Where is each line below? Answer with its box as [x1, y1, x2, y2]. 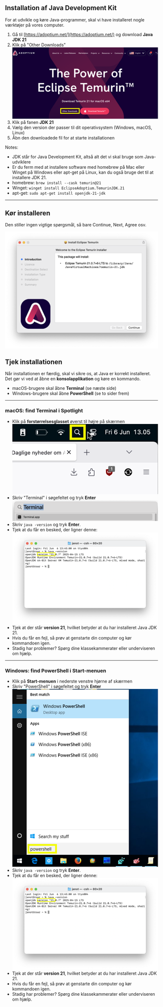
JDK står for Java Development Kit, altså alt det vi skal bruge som [12, 154, 144, 160]
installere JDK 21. [12, 175, 47, 181]
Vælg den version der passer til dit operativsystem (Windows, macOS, [12, 124, 152, 131]
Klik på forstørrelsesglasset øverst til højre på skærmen [12, 418, 125, 424]
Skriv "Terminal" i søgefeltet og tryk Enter [12, 495, 96, 501]
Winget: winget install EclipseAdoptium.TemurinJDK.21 [12, 185, 125, 191]
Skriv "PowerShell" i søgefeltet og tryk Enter [12, 683, 101, 689]
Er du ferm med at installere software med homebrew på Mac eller [12, 164, 145, 170]
